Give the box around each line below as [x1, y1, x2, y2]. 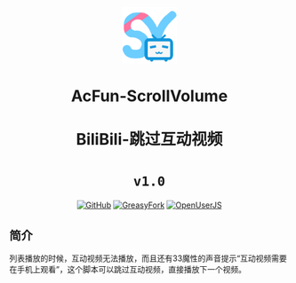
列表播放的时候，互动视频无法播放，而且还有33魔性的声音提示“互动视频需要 [9, 253, 287, 263]
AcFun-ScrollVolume [70, 86, 228, 106]
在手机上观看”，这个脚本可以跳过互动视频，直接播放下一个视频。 [9, 263, 247, 274]
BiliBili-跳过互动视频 [76, 130, 223, 150]
